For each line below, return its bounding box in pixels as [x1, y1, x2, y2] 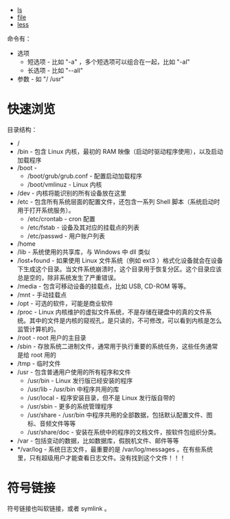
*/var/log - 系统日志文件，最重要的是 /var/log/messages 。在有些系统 [16, 445, 214, 453]
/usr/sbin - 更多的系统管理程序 [27, 402, 113, 411]
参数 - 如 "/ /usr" [16, 75, 65, 83]
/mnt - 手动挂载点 [16, 290, 67, 299]
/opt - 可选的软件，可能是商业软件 [16, 299, 113, 308]
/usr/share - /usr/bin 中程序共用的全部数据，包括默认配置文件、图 [27, 411, 213, 419]
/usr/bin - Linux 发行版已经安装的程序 [27, 376, 133, 384]
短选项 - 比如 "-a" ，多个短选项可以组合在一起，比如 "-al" [27, 58, 190, 66]
